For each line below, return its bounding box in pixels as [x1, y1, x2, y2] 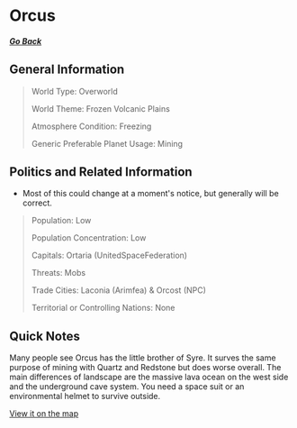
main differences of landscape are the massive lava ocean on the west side [9, 371, 289, 383]
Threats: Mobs [31, 268, 86, 278]
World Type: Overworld [31, 86, 119, 96]
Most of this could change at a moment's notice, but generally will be [22, 188, 279, 199]
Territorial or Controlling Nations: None [31, 303, 175, 314]
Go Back [9, 35, 42, 46]
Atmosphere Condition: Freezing [31, 121, 152, 132]
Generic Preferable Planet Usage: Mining [31, 138, 183, 149]
